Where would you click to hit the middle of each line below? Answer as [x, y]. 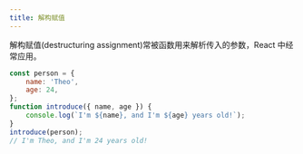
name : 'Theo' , [52, 82]
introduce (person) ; [46, 132]
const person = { [42, 73]
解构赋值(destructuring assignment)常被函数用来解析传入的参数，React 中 [147, 44]
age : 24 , [42, 90]
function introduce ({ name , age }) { [81, 107]
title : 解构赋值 [37, 18]
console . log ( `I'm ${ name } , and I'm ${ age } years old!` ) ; [136, 115]
